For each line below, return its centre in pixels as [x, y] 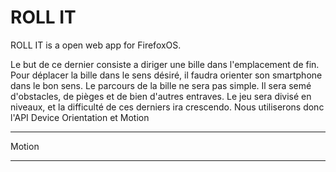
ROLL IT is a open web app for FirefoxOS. [96, 45]
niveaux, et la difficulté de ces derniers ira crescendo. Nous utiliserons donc [167, 107]
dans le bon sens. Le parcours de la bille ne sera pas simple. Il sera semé [161, 85]
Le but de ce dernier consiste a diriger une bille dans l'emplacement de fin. [165, 64]
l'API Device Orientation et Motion [80, 117]
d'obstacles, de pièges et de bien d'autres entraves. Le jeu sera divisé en [161, 96]
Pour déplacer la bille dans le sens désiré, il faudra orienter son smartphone [166, 75]
